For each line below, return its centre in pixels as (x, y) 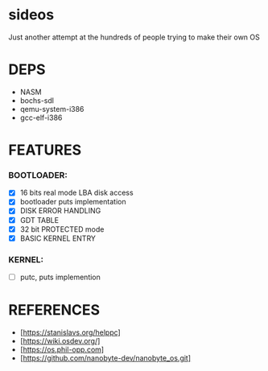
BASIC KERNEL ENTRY (58, 238)
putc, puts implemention (60, 277)
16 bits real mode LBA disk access (77, 193)
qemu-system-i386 (52, 109)
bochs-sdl (37, 100)
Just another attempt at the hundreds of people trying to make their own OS (134, 37)
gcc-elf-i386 (41, 117)
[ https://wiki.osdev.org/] (60, 341)
